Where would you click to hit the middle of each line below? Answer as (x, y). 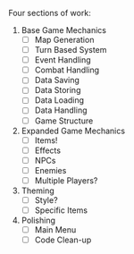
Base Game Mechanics (63, 30)
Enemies (50, 170)
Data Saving (57, 80)
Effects (48, 150)
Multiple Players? (66, 180)
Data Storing (58, 90)
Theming (38, 190)
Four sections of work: (50, 13)
